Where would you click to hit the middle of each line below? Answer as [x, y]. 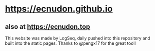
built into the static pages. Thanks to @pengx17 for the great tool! [70, 43]
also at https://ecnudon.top [48, 27]
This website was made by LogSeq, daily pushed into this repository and [78, 38]
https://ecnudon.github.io [59, 9]
